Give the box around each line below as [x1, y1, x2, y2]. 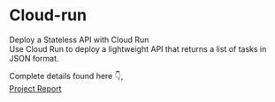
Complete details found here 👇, [9, 70, 124, 81]
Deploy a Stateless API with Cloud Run [9, 34, 149, 45]
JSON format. [9, 53, 59, 63]
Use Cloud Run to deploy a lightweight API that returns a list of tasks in [9, 43, 267, 54]
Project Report [9, 83, 62, 93]
